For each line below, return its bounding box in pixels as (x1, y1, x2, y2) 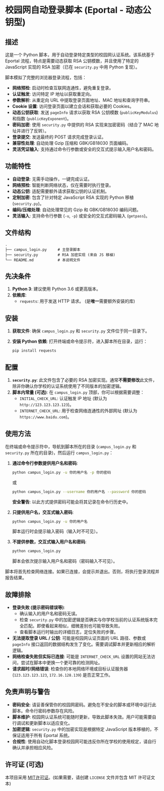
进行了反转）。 (21, 128, 49, 134)
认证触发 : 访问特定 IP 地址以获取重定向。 (12, 91, 94, 97)
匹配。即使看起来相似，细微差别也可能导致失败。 (23, 623, 123, 629)
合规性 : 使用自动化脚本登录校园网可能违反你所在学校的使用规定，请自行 (12, 738, 157, 744)
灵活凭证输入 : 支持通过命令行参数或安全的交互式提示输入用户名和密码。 (12, 146, 157, 152)
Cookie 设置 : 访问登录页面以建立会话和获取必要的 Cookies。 (12, 104, 134, 109)
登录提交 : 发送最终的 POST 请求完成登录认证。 (12, 134, 106, 140)
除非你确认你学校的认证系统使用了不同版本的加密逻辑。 (12, 383, 124, 389)
